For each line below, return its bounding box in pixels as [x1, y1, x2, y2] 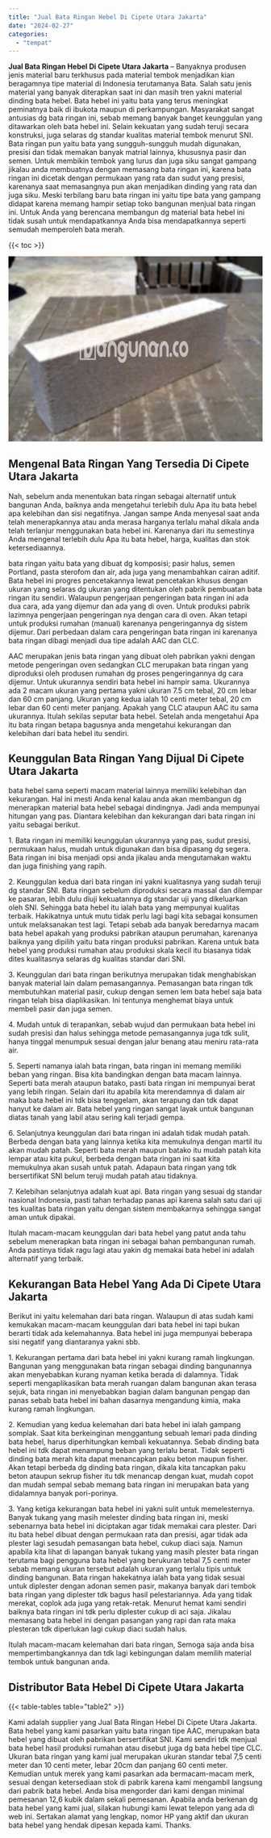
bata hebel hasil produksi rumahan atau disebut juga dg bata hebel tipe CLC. [8, 1744, 263, 1753]
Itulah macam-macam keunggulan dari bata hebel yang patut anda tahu [8, 1228, 247, 1238]
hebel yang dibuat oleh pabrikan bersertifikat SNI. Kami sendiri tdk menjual [8, 1735, 257, 1744]
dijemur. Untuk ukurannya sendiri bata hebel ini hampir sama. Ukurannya [8, 676, 250, 686]
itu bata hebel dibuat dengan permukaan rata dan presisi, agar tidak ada [8, 1530, 248, 1539]
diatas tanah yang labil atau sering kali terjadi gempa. [8, 1112, 186, 1122]
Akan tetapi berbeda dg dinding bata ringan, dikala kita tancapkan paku [8, 1463, 246, 1472]
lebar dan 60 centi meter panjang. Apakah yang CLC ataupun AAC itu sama [8, 702, 259, 712]
